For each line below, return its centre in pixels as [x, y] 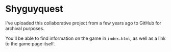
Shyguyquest [34, 9]
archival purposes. [25, 28]
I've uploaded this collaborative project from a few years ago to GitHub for [83, 23]
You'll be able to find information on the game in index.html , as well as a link [86, 38]
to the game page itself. [30, 43]
